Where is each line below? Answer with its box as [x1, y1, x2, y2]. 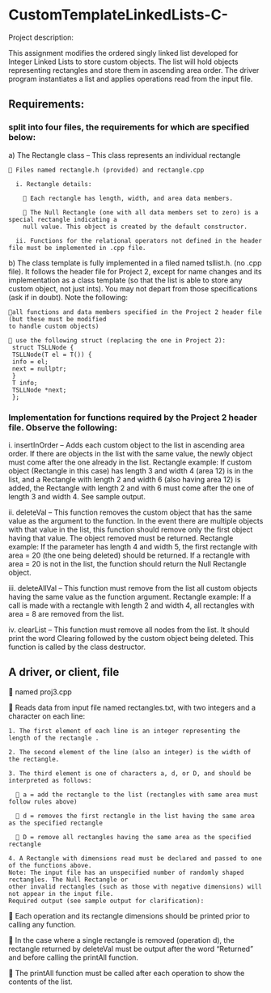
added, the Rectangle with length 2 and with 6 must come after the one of [8, 483, 255, 493]
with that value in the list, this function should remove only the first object [8, 524, 253, 534]
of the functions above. [8, 861, 92, 869]
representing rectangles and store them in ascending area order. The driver [8, 65, 260, 74]
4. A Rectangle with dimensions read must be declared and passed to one [8, 854, 263, 863]
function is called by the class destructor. [8, 642, 146, 651]
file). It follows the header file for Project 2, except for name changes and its [8, 266, 262, 276]
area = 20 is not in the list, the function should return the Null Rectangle [8, 558, 247, 568]
